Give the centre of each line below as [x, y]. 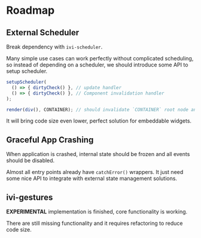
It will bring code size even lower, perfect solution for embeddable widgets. [99, 121]
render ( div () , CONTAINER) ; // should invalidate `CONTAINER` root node [97, 109]
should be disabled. [31, 161]
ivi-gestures [30, 197]
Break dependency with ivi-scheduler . [54, 47]
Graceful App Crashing [50, 140]
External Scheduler [43, 33]
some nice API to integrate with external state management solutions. [92, 178]
